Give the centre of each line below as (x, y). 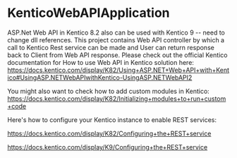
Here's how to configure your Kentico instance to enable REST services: (112, 120)
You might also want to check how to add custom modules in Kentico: (108, 91)
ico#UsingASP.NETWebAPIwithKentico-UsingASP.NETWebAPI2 (100, 77)
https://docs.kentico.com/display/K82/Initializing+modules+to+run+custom (117, 98)
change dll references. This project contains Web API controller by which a (116, 39)
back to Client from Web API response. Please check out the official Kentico (117, 55)
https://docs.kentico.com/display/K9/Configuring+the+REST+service (108, 147)
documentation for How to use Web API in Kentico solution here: (101, 62)
